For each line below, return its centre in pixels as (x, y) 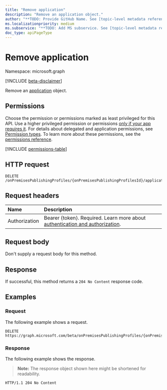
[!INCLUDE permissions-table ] (36, 149)
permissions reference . (29, 139)
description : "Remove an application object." (54, 14)
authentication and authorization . (83, 224)
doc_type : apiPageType (29, 33)
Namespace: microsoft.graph (35, 71)
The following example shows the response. (50, 359)
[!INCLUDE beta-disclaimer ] (34, 81)
